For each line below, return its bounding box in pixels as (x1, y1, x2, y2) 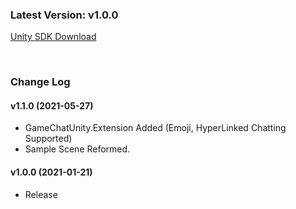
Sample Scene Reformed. (24, 143, 131, 155)
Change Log (10, 75, 71, 89)
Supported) (24, 133, 73, 145)
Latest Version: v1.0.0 (10, 8, 119, 22)
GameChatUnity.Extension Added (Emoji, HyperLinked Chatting (24, 122, 287, 134)
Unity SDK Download (10, 31, 97, 43)
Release (24, 188, 58, 200)
